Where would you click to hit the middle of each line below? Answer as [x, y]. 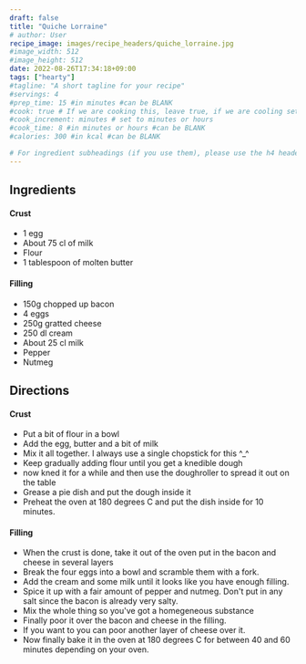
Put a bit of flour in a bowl [71, 434]
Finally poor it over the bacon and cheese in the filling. [124, 620]
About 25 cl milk [53, 342]
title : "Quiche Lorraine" [58, 26]
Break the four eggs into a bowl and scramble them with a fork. [141, 572]
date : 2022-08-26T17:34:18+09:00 [73, 69]
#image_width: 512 [44, 52]
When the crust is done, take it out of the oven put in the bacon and [149, 553]
